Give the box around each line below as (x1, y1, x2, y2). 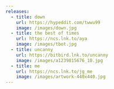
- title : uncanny (11, 47, 53, 53)
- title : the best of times (11, 30, 80, 36)
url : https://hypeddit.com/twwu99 (16, 19, 100, 25)
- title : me (11, 63, 41, 69)
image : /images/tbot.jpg (16, 42, 77, 47)
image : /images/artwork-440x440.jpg (16, 74, 106, 80)
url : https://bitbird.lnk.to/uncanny (16, 52, 109, 58)
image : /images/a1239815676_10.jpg (16, 57, 103, 63)
